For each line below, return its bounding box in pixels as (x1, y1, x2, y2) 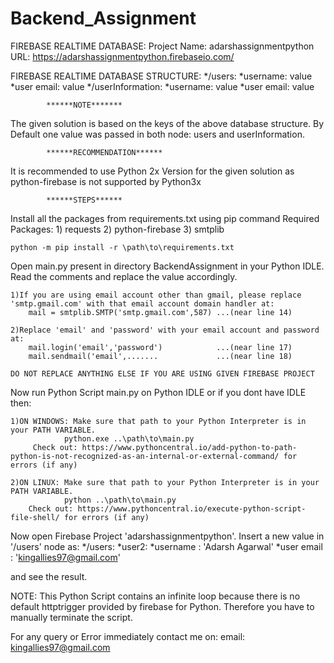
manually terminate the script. (10, 611, 133, 623)
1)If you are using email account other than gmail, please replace (10, 290, 302, 300)
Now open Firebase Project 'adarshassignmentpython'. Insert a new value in (10, 530, 325, 542)
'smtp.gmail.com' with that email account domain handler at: (10, 298, 275, 309)
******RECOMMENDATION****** (46, 147, 163, 157)
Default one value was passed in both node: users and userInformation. (10, 128, 305, 140)
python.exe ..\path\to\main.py (63, 433, 195, 444)
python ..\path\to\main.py (63, 495, 177, 505)
